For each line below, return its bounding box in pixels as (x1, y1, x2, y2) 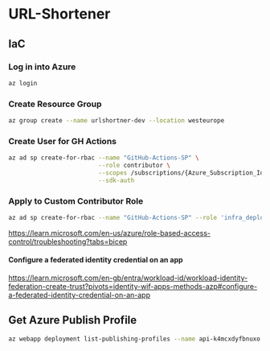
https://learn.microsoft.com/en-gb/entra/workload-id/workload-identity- (8, 273, 248, 283)
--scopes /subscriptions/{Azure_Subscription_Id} (97, 168, 268, 177)
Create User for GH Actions (8, 135, 117, 147)
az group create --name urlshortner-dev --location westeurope (8, 117, 225, 125)
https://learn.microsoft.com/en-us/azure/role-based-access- (8, 228, 211, 237)
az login (8, 79, 38, 87)
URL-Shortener (8, 5, 111, 23)
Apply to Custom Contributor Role (8, 195, 144, 206)
